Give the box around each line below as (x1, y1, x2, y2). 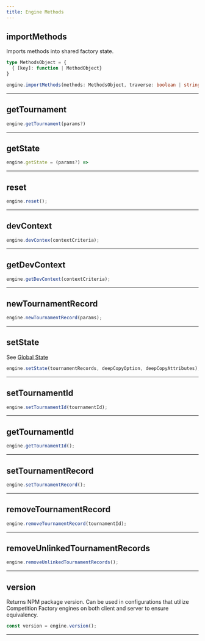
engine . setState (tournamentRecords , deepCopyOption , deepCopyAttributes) (6, 365, 198, 371)
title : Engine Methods (6, 9, 64, 15)
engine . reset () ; (6, 198, 48, 205)
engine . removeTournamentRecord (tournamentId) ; (6, 520, 127, 527)
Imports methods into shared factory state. (6, 48, 114, 55)
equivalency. (6, 611, 38, 618)
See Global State (6, 353, 49, 361)
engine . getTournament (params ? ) (6, 120, 86, 127)
